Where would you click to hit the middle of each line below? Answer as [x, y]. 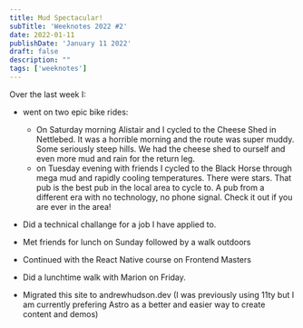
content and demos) [60, 313]
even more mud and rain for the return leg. [115, 158]
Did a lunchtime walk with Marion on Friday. [104, 277]
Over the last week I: [48, 94]
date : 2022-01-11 [42, 35]
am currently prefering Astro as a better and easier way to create [144, 304]
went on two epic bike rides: [75, 112]
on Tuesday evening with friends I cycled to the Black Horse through [164, 168]
